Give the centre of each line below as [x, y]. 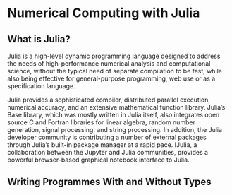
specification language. [41, 86]
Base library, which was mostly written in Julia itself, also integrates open [114, 115]
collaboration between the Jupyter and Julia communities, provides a [108, 152]
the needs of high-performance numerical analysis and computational [109, 64]
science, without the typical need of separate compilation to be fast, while [115, 71]
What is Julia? [39, 39]
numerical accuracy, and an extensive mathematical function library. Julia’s [116, 107]
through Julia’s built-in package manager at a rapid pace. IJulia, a [102, 145]
